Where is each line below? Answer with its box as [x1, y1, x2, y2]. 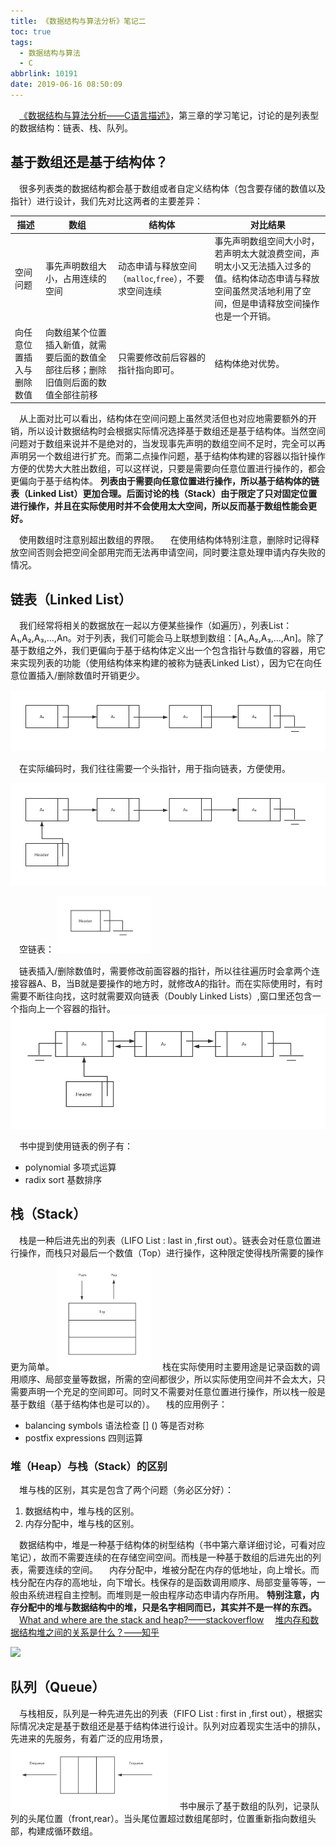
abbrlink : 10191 [10, 69, 78, 79]
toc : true [10, 26, 52, 37]
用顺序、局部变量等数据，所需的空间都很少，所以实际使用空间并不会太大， [10, 1373, 317, 1385]
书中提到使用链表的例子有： [19, 1140, 133, 1152]
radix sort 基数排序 [24, 1174, 103, 1186]
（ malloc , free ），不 [117, 273, 197, 285]
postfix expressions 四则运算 [24, 1431, 143, 1444]
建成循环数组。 [36, 1825, 98, 1837]
